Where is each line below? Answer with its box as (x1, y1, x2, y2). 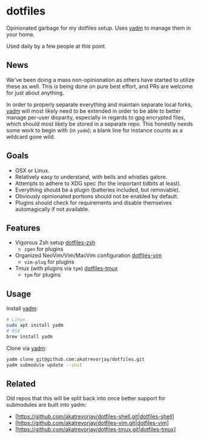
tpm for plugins (24, 271, 61, 278)
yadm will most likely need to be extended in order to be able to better (6, 107, 181, 115)
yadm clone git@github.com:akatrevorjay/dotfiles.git (6, 356, 145, 362)
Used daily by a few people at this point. (6, 42, 107, 50)
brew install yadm (6, 333, 53, 340)
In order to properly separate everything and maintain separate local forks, (6, 101, 193, 108)
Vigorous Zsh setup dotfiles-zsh (15, 239, 96, 246)
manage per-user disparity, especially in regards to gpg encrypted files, (6, 113, 186, 121)
